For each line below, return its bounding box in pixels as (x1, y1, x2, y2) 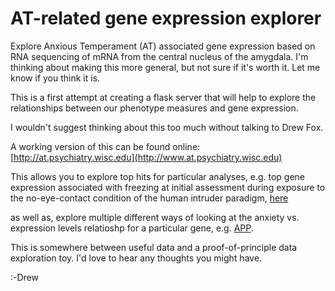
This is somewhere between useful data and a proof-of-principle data (10, 241, 298, 253)
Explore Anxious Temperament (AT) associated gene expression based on (10, 40, 316, 52)
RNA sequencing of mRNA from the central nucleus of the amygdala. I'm (10, 50, 309, 62)
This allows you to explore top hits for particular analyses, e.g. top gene (10, 170, 306, 182)
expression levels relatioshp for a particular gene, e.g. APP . (10, 222, 254, 234)
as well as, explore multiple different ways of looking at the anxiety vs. (10, 211, 300, 223)
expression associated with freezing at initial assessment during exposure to (10, 181, 326, 193)
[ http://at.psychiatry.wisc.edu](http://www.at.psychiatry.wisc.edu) (10, 151, 283, 163)
